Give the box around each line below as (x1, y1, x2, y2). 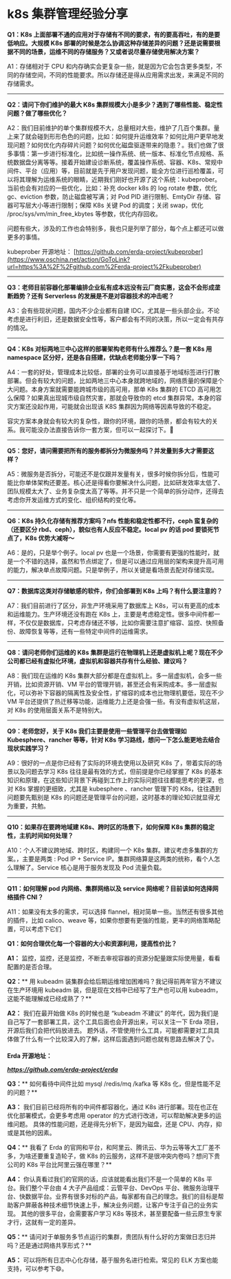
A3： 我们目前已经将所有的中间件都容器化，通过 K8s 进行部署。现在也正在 (7, 1102, 219, 1111)
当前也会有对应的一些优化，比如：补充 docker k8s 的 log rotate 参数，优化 (7, 184, 218, 192)
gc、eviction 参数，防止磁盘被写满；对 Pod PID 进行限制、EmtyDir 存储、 (7, 192, 215, 200)
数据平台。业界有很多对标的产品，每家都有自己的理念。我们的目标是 (25, 1192, 218, 1201)
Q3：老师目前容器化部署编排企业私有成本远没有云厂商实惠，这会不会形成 (7, 283, 214, 291)
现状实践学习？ (7, 744, 49, 752)
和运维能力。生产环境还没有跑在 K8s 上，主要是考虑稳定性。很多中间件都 (7, 610, 214, 618)
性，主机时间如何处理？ (7, 831, 74, 839)
